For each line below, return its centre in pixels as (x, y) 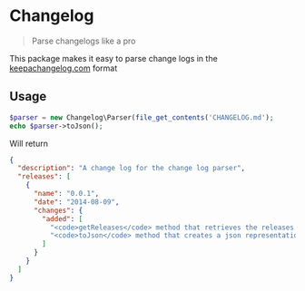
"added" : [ (63, 218)
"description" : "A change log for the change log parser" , (132, 169)
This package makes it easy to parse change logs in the (113, 58)
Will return (29, 143)
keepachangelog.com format (64, 68)
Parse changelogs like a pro (84, 41)
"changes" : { (58, 210)
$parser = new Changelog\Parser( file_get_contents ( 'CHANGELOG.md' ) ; (142, 117)
